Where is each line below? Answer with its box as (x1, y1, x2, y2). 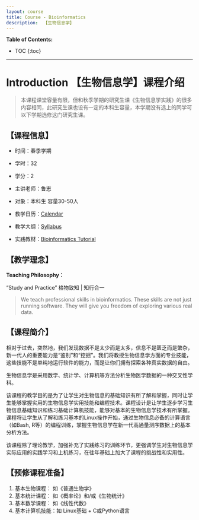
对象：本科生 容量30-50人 (14, 198, 79, 205)
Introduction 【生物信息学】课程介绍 (6, 75, 185, 89)
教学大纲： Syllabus (14, 223, 62, 230)
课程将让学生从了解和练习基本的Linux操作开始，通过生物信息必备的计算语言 (6, 414, 191, 421)
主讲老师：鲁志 (14, 185, 52, 192)
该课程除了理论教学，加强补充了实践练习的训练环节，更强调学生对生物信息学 (6, 441, 193, 448)
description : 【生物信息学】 (6, 20, 75, 26)
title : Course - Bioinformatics (6, 14, 86, 20)
